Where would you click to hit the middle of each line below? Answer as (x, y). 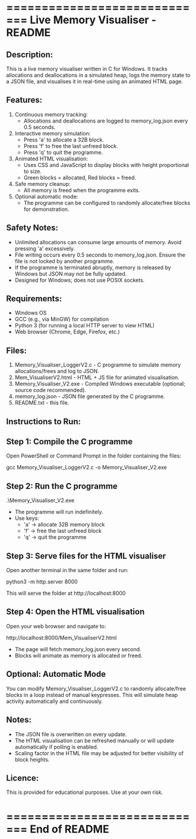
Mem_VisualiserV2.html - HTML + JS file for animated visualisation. (97, 377)
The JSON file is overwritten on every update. (71, 734)
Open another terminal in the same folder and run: (67, 570)
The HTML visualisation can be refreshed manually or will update (94, 740)
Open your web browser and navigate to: (56, 626)
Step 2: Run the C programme (62, 486)
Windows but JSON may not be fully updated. (71, 273)
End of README (69, 829)
